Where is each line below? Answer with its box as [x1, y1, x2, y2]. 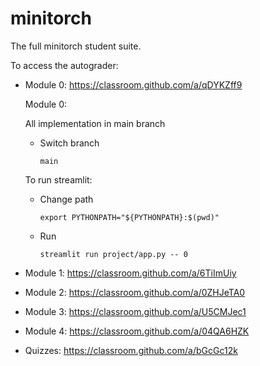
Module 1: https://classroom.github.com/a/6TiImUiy [24, 267, 237, 279]
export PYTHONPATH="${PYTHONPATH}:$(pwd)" [39, 212, 220, 222]
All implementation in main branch [24, 117, 166, 129]
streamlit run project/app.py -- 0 [39, 249, 188, 259]
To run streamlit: [24, 173, 93, 186]
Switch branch [39, 137, 100, 149]
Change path [39, 193, 94, 205]
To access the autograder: [10, 59, 119, 71]
